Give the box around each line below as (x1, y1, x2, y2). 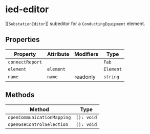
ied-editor (5, 4, 49, 15)
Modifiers (74, 50, 99, 57)
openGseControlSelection (8, 121, 69, 127)
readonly (74, 73, 96, 80)
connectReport (8, 59, 42, 65)
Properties (5, 35, 40, 44)
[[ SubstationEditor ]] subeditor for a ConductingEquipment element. (5, 20, 145, 27)
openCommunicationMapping (8, 114, 71, 120)
